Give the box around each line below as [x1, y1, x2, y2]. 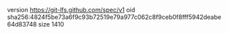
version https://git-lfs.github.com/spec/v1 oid [7, 6, 136, 14]
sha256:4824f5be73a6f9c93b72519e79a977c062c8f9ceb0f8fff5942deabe [7, 13, 222, 21]
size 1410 [38, 20, 64, 28]
